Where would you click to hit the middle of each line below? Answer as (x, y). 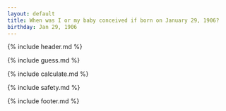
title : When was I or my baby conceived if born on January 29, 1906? (113, 20)
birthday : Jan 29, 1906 (42, 27)
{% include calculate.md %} (48, 74)
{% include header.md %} (45, 47)
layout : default (31, 14)
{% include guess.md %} (43, 60)
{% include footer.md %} (43, 101)
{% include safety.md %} (44, 88)
